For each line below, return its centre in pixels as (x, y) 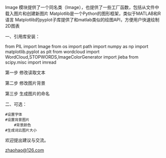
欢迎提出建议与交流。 (27, 140)
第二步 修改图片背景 (25, 83)
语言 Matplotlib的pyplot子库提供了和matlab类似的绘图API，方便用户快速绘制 (82, 20)
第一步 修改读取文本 (25, 73)
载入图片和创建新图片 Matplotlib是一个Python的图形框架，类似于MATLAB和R (83, 13)
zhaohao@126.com (25, 150)
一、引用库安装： (22, 37)
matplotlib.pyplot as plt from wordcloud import (52, 52)
